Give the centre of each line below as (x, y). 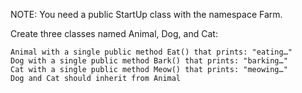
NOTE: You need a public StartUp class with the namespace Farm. (146, 14)
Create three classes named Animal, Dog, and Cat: (114, 33)
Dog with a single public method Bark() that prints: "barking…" (149, 61)
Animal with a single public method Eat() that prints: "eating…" (151, 52)
